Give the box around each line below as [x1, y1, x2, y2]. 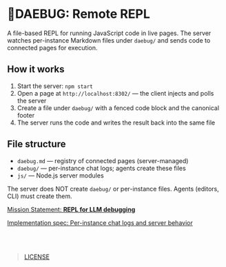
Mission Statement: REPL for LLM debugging [7, 205, 136, 213]
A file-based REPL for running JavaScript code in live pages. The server [7, 29, 212, 37]
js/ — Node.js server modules [17, 171, 105, 180]
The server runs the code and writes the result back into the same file [17, 118, 216, 127]
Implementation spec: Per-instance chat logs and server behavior [7, 218, 193, 226]
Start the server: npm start [17, 82, 93, 90]
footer [17, 111, 35, 119]
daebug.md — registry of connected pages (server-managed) [17, 156, 189, 164]
